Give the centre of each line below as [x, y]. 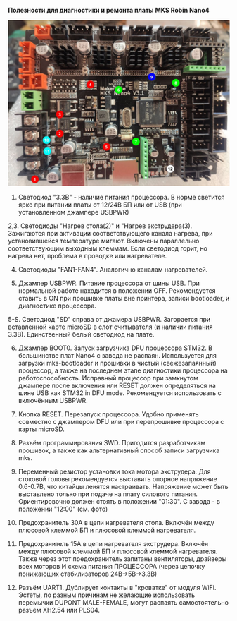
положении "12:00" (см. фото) [63, 509]
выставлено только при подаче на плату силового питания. [108, 494]
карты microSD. [41, 429]
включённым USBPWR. [53, 401]
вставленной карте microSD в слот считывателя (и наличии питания [110, 327]
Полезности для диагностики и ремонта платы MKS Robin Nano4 [109, 10]
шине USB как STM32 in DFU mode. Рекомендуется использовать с [120, 393]
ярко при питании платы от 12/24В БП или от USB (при [100, 205]
